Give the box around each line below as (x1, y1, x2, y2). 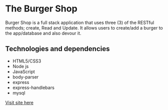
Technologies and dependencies (5, 44, 110, 53)
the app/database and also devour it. (5, 30, 81, 36)
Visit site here (5, 99, 34, 105)
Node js (12, 63, 29, 69)
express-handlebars (12, 84, 55, 90)
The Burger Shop (5, 3, 78, 14)
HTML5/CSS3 (12, 58, 41, 64)
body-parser (12, 73, 39, 80)
